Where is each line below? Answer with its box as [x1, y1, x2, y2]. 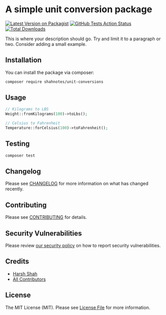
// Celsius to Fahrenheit [5, 121, 60, 126]
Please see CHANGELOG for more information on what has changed [5, 181, 149, 187]
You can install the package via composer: [5, 69, 94, 75]
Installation [5, 56, 42, 65]
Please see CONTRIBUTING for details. [5, 214, 88, 220]
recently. [5, 186, 24, 192]
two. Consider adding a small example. [5, 41, 87, 47]
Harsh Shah [12, 271, 38, 277]
